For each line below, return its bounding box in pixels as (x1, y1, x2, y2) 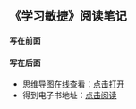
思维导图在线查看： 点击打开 (21, 79, 125, 89)
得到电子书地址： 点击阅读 (21, 90, 117, 101)
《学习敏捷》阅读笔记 (9, 8, 127, 24)
